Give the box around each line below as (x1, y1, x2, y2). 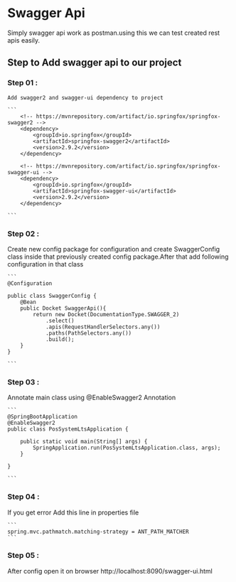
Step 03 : (7, 377, 40, 387)
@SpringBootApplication (7, 414, 78, 421)
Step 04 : (7, 492, 40, 502)
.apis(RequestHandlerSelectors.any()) (45, 323, 161, 330)
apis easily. (7, 36, 41, 44)
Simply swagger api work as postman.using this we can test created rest (7, 28, 220, 37)
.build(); (45, 335, 75, 343)
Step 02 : (7, 229, 40, 239)
